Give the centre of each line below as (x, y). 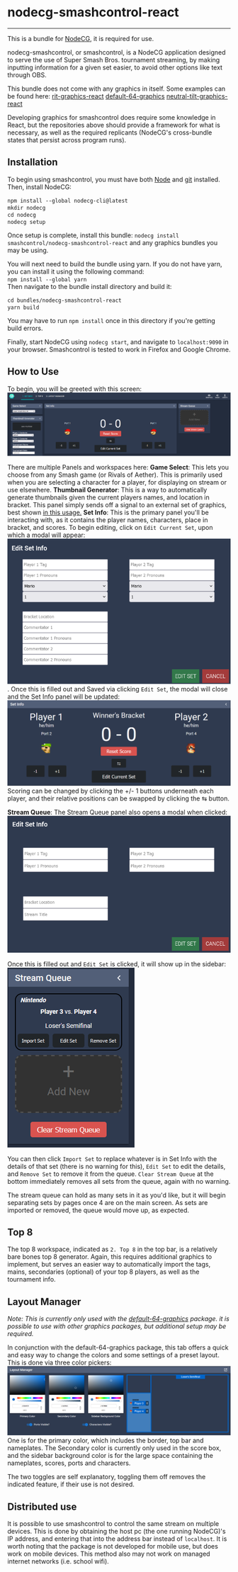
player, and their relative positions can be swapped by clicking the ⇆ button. (119, 798)
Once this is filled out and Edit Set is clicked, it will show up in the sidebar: (117, 963)
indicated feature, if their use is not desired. (71, 1484)
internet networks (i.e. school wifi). (58, 1561)
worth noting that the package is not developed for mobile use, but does (113, 1546)
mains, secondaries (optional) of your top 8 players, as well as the (103, 1272)
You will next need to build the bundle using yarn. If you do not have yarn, (115, 264)
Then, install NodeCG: (40, 187)
